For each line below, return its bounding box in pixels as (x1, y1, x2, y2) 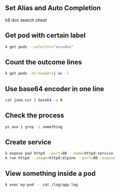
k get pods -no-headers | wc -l (5, 71, 69, 76)
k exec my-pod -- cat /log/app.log (5, 182, 78, 187)
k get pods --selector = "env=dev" (5, 44, 74, 49)
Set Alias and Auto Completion (5, 4, 101, 12)
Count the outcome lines (5, 58, 82, 66)
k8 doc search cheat (5, 17, 47, 23)
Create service (5, 138, 52, 146)
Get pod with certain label (5, 32, 86, 40)
